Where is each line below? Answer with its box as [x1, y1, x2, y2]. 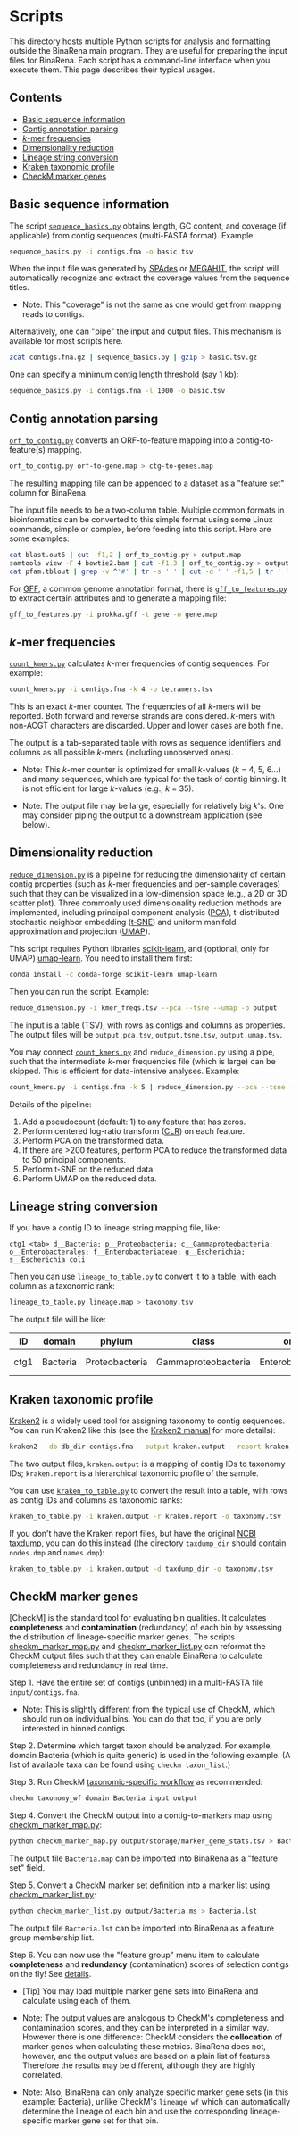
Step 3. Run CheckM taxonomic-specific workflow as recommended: [9, 1777, 263, 1788]
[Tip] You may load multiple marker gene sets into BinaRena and [21, 1986, 259, 1997]
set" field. [9, 1863, 46, 1873]
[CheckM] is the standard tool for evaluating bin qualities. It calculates [9, 1613, 267, 1623]
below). [21, 820, 51, 830]
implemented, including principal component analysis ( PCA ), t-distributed [9, 906, 279, 917]
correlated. [21, 2070, 63, 2081]
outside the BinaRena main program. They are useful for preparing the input [9, 45, 287, 55]
